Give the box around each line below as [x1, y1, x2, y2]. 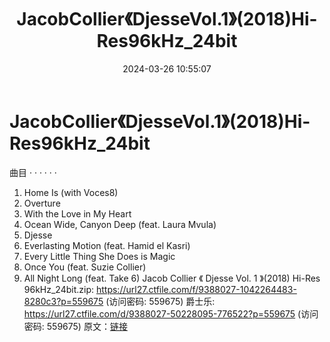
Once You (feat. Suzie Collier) [23, 261, 147, 273]
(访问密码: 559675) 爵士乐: [105, 295, 216, 307]
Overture [23, 197, 61, 209]
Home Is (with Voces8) [23, 186, 119, 198]
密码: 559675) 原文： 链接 [23, 320, 128, 332]
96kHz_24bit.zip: [23, 283, 95, 295]
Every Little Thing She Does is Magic [23, 250, 176, 262]
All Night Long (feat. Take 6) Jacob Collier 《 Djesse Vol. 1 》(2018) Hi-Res [23, 272, 321, 284]
